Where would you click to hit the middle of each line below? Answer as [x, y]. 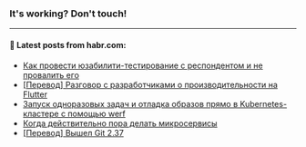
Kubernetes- [264, 103]
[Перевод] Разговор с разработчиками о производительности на [150, 84]
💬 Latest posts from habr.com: [68, 44]
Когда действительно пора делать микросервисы [120, 123]
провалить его [51, 74]
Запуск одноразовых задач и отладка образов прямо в [130, 103]
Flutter [35, 94]
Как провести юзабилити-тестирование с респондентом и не [143, 65]
